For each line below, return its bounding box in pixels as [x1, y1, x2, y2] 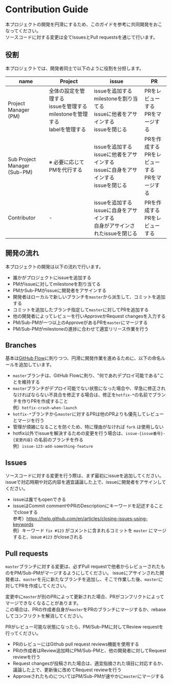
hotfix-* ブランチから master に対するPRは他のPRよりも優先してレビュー [12, 411, 164, 417]
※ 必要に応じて [49, 158, 84, 165]
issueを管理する [49, 103, 88, 110]
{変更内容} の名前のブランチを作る [12, 436, 83, 443]
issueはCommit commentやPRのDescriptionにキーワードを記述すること [12, 503, 164, 509]
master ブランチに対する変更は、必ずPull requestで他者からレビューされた [5, 563, 161, 569]
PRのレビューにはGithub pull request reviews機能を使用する [12, 641, 139, 647]
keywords [12, 521, 34, 527]
